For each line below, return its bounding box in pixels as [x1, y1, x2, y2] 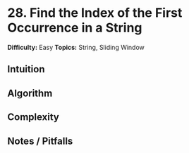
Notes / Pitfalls [7, 135, 73, 147]
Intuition [7, 63, 45, 75]
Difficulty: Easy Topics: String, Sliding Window [7, 43, 145, 51]
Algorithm [7, 87, 53, 99]
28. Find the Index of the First [7, 5, 183, 21]
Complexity [7, 111, 60, 124]
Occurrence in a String [7, 20, 142, 36]
